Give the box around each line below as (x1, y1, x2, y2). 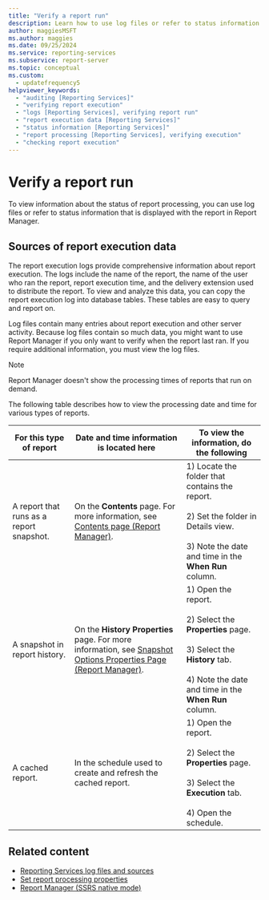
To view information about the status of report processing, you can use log (8, 200, 255, 209)
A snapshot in (12, 639, 64, 650)
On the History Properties (74, 624, 174, 636)
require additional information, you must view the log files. (8, 345, 200, 354)
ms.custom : (8, 71, 45, 79)
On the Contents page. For (74, 501, 176, 512)
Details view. (186, 521, 235, 532)
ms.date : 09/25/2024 (8, 42, 78, 50)
